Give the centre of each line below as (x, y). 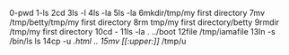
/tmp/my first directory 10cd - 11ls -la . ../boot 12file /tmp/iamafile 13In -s (142, 31)
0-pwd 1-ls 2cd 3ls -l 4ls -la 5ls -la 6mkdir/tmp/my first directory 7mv (137, 13)
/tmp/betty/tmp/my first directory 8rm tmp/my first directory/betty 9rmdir (144, 22)
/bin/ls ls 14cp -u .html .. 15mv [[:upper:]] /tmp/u (98, 41)
